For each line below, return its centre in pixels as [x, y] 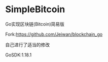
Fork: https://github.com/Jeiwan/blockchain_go [54, 34]
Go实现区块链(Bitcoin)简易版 [35, 24]
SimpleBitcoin [35, 9]
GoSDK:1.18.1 [19, 55]
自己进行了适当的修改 [27, 45]
